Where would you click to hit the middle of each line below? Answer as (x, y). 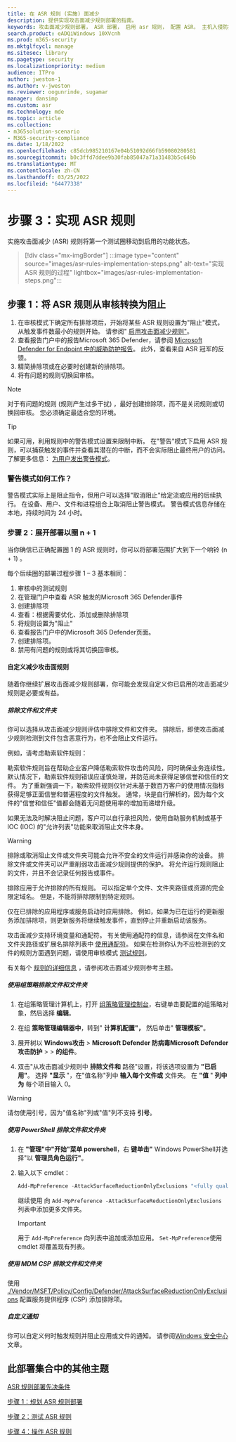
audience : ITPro (31, 72)
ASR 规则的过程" (48, 273)
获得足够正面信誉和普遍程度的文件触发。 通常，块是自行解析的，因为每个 (113, 794)
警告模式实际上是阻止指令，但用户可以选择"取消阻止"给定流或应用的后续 (112, 495)
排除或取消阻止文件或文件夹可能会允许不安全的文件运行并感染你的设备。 (112, 855)
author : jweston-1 (34, 79)
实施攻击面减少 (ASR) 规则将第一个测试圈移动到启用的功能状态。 (100, 241)
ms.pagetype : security (40, 60)
